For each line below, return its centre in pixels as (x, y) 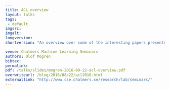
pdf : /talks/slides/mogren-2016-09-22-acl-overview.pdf (65, 70)
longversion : (19, 38)
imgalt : (13, 33)
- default (18, 24)
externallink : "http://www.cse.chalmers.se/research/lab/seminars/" (79, 80)
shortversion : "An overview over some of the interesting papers (75, 43)
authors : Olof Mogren (28, 56)
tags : (11, 19)
